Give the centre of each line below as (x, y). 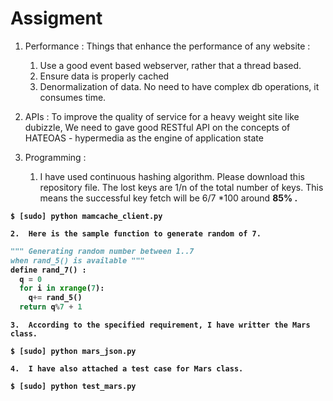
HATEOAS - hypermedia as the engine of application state (144, 138)
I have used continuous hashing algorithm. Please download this (172, 176)
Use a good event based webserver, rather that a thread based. (170, 65)
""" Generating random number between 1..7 (102, 251)
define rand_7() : (48, 270)
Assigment (56, 18)
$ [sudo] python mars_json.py (73, 352)
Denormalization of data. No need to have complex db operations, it (179, 86)
